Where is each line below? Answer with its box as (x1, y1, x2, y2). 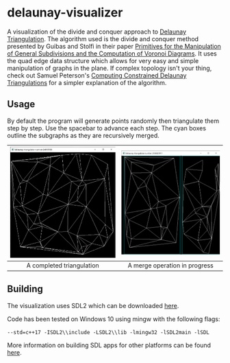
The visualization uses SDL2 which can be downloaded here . (7, 301, 179, 309)
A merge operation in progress (127, 261, 214, 270)
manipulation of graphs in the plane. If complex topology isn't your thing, (7, 64, 212, 72)
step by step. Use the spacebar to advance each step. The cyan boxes (7, 124, 207, 132)
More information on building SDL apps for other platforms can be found (7, 341, 211, 349)
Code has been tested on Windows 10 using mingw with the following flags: (7, 314, 220, 323)
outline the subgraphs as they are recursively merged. (7, 131, 159, 139)
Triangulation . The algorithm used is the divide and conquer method (7, 34, 199, 43)
